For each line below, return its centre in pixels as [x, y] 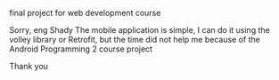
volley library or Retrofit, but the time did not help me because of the [135, 40]
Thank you [29, 66]
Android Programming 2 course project [81, 49]
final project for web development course [85, 13]
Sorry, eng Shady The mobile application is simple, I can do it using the [139, 30]
